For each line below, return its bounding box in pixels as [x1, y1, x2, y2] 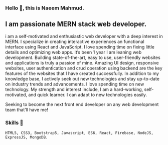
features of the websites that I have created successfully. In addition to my [5, 70, 159, 76]
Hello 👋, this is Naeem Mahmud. [5, 4, 84, 11]
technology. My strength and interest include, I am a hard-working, [5, 86, 143, 92]
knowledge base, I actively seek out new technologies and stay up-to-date [5, 75, 159, 81]
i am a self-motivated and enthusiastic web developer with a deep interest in [5, 33, 163, 39]
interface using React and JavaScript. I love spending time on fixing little [5, 43, 154, 49]
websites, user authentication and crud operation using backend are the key [5, 65, 163, 71]
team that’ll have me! [5, 106, 49, 112]
